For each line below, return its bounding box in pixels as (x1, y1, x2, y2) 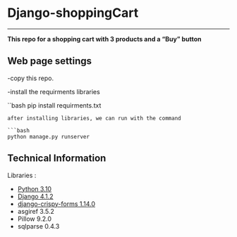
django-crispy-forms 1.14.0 (17, 199, 96, 208)
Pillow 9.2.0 (17, 214, 51, 223)
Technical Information (7, 153, 107, 165)
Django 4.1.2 (17, 192, 54, 200)
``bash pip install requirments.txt (7, 101, 102, 110)
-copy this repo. (7, 74, 54, 82)
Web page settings (7, 55, 92, 68)
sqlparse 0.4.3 (17, 222, 60, 230)
